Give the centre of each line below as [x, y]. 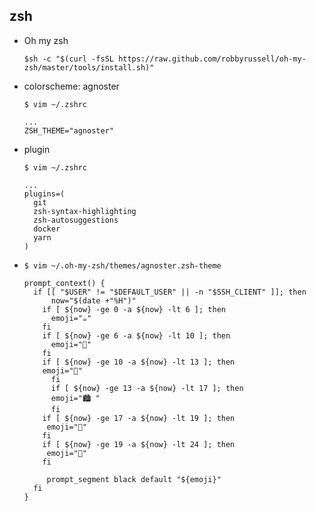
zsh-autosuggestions [76, 220]
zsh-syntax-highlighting [85, 211]
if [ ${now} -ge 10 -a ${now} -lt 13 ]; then [139, 362]
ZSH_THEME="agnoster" [68, 130]
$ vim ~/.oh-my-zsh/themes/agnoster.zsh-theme [122, 265]
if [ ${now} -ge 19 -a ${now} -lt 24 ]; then [139, 444]
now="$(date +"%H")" [93, 300]
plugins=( [44, 194]
